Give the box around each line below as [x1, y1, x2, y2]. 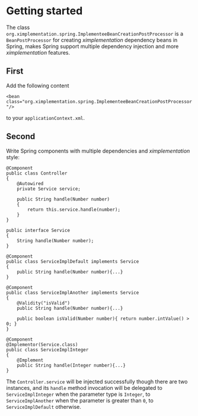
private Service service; [17, 186, 81, 192]
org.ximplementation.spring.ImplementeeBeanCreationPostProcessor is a [6, 30, 184, 37]
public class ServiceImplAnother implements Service [6, 290, 139, 296]
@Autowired [17, 180, 44, 186]
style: [6, 153, 20, 161]
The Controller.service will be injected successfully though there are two [6, 378, 188, 385]
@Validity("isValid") [17, 300, 70, 306]
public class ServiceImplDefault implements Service [6, 258, 139, 265]
